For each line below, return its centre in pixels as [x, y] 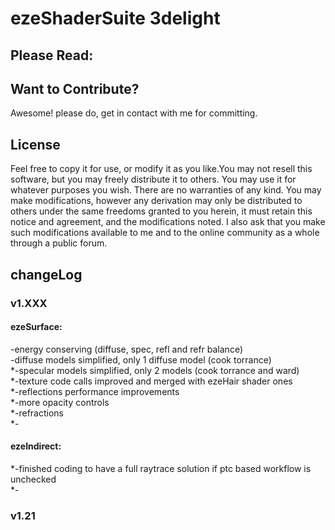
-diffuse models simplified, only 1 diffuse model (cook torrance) [141, 359]
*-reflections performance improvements [95, 391]
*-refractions [37, 413]
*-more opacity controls [60, 402]
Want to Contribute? [75, 88]
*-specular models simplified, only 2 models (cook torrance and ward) [155, 370]
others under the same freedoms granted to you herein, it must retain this [161, 211]
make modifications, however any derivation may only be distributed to [156, 201]
